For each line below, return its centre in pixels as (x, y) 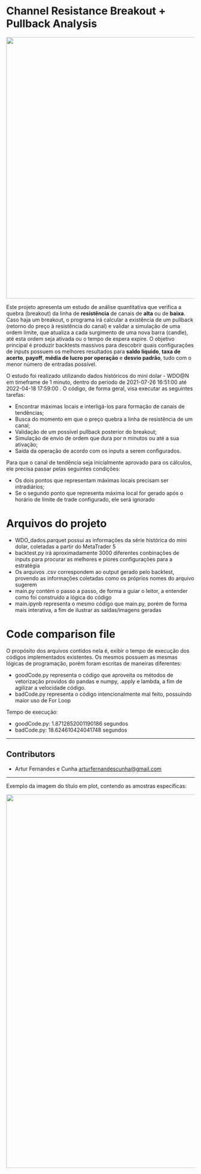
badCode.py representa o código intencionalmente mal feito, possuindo (103, 694)
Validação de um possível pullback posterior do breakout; (86, 432)
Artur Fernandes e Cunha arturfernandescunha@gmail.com (88, 769)
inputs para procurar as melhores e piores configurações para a (94, 559)
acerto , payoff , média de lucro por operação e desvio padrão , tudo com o (99, 357)
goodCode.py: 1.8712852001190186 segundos (71, 723)
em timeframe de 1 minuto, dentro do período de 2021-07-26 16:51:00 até (97, 382)
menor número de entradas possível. (51, 364)
